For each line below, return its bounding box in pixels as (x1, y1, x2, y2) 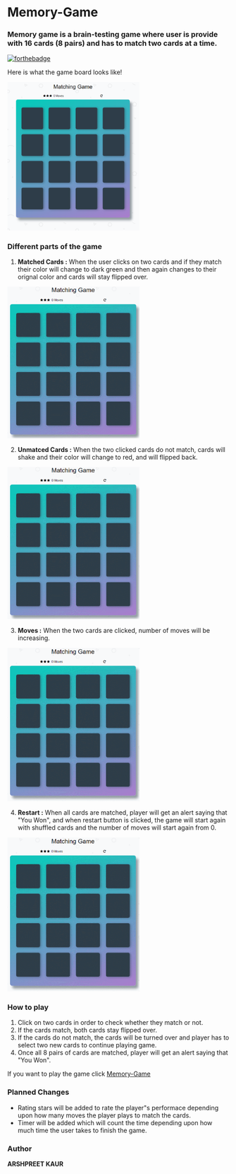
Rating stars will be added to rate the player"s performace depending (17, 1103, 219, 1112)
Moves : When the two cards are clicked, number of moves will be (17, 626, 210, 634)
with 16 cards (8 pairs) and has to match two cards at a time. (7, 38, 218, 48)
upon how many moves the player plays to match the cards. (17, 1111, 192, 1120)
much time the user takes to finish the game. (17, 1126, 147, 1134)
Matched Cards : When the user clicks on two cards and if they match (17, 257, 222, 266)
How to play (7, 1002, 49, 1012)
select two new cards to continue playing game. (17, 1041, 157, 1050)
